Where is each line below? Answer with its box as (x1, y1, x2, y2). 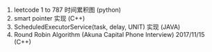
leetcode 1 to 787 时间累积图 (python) (13, 5, 122, 14)
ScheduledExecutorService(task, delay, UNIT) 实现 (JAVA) (13, 23, 181, 31)
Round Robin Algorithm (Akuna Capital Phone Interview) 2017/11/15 (13, 31, 205, 39)
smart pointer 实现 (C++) (13, 14, 85, 23)
